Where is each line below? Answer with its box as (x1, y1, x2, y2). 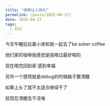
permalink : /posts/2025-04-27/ (5, 12, 71, 17)
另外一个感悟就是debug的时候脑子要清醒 (5, 73, 90, 79)
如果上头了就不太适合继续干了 (5, 85, 67, 91)
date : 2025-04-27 (5, 17, 42, 22)
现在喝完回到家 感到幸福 (5, 63, 56, 69)
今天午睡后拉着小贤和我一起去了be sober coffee (5, 41, 105, 47)
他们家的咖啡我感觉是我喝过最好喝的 (5, 52, 81, 58)
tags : (5, 21, 17, 27)
